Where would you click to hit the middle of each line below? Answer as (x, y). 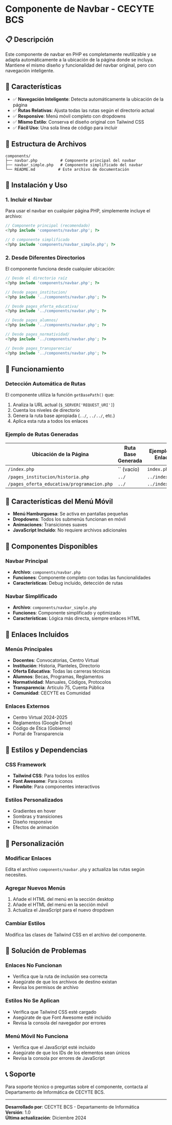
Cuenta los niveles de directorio (46, 410)
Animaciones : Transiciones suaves (50, 525)
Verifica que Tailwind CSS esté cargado (55, 1012)
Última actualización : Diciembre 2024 (46, 1118)
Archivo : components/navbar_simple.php (55, 607)
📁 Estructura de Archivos (46, 144)
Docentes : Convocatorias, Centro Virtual (56, 660)
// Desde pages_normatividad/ (38, 334)
